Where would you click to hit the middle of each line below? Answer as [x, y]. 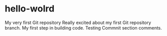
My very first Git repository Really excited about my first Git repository [78, 22]
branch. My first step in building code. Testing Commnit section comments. [83, 27]
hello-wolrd [30, 9]
